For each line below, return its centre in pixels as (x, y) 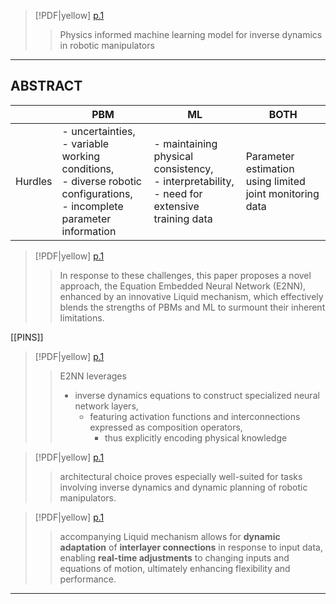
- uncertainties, (98, 131)
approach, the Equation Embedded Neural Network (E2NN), (183, 286)
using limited (275, 181)
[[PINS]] (27, 337)
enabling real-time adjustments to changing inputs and (174, 557)
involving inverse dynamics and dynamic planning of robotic (183, 487)
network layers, (106, 406)
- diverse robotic (101, 181)
